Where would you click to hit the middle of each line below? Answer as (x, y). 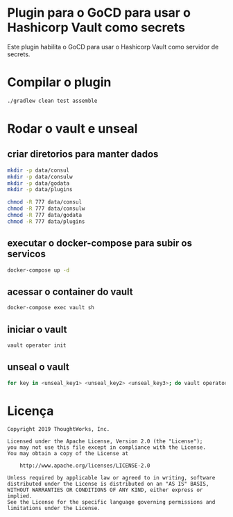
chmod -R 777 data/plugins (46, 221)
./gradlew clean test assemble (52, 101)
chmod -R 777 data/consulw (46, 209)
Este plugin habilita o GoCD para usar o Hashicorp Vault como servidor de (113, 47)
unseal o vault (38, 367)
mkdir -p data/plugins (40, 190)
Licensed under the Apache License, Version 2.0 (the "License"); (105, 442)
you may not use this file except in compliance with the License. (107, 448)
